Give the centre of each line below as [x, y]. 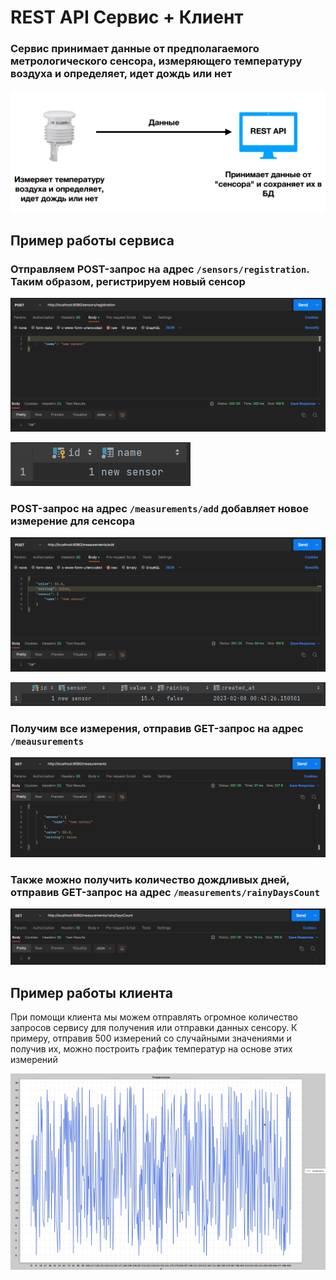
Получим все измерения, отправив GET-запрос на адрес [157, 728]
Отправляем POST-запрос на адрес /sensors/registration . [160, 269]
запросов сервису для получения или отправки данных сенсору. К [154, 1028]
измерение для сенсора [72, 521]
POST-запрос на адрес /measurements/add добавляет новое [160, 509]
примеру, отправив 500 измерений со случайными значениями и [151, 1038]
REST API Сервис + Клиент [127, 17]
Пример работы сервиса [92, 240]
